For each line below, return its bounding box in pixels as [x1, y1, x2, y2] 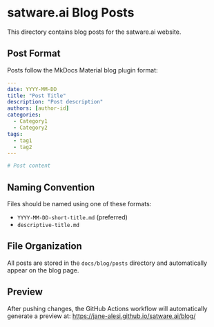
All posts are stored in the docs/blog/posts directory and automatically [7, 259, 208, 267]
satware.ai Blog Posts [7, 5, 135, 21]
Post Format [7, 48, 61, 59]
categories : [7, 112, 41, 119]
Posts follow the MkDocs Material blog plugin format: [7, 66, 158, 74]
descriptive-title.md [17, 221, 79, 228]
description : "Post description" [7, 99, 104, 106]
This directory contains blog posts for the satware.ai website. [7, 28, 182, 36]
